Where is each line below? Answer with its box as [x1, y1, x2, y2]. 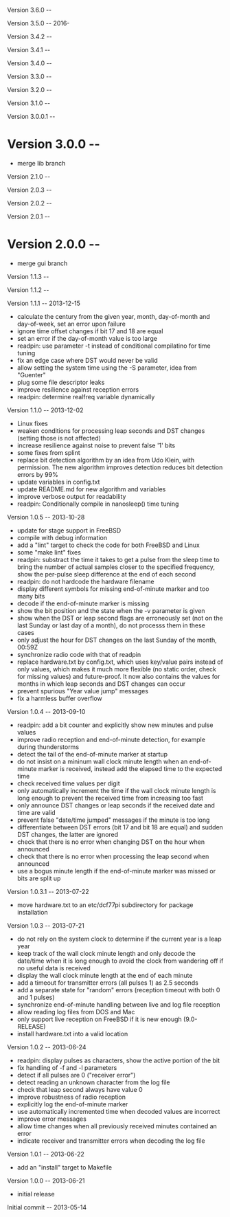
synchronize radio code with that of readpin [16, 650, 141, 658]
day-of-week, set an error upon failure [16, 320, 126, 328]
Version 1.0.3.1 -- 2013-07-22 [7, 887, 89, 895]
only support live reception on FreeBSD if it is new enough [16, 1015, 182, 1023]
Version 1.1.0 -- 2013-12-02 [7, 405, 84, 414]
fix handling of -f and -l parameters [16, 1063, 117, 1071]
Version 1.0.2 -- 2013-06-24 [7, 1042, 87, 1051]
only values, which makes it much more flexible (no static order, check [16, 665, 217, 673]
